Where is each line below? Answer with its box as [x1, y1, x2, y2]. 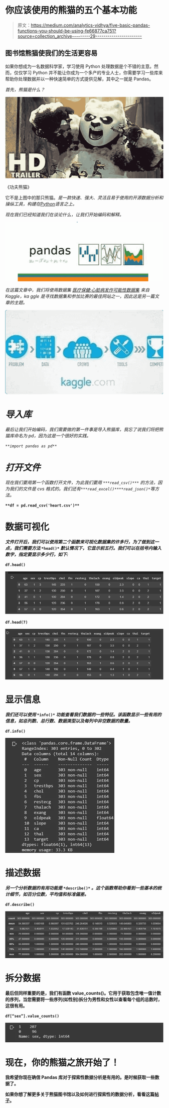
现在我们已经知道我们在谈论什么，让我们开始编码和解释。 [5, 212, 124, 218]
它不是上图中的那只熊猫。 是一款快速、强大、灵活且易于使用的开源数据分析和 [5, 194, 163, 200]
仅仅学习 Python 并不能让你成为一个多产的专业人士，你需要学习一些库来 [14, 69, 163, 75]
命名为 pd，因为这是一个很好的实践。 [14, 433, 91, 439]
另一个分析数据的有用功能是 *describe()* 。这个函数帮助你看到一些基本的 [5, 885, 157, 891]
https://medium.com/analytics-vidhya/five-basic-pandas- [31, 22, 150, 28]
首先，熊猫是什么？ [5, 86, 45, 92]
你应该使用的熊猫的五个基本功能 [5, 5, 137, 16]
